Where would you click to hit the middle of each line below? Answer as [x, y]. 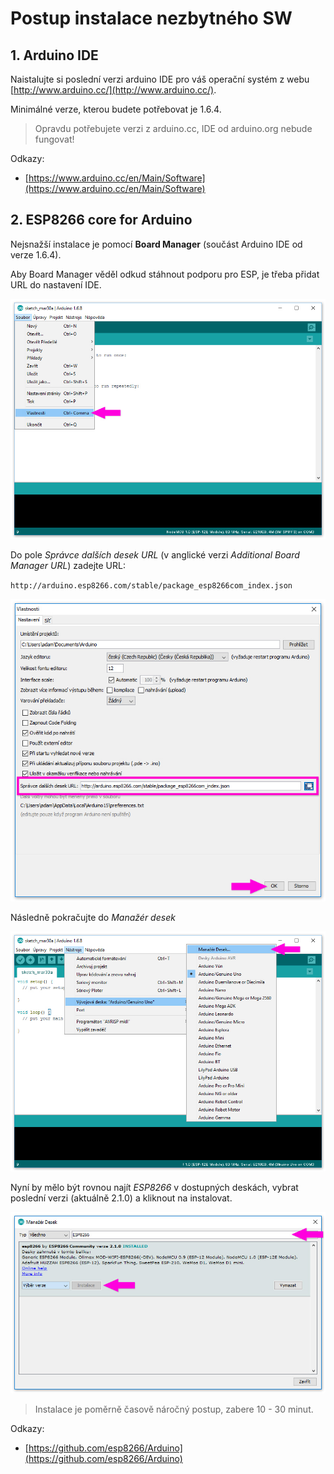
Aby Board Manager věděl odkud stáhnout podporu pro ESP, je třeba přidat [165, 274]
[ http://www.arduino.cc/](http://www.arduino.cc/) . [113, 90]
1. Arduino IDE [54, 55]
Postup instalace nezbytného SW [151, 18]
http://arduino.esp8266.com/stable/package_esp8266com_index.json [151, 586]
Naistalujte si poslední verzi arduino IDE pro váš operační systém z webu [160, 79]
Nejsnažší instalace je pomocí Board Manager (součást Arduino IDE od [156, 244]
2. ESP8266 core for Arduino [101, 220]
